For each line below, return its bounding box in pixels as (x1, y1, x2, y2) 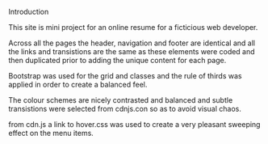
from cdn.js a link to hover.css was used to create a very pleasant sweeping (8, 120, 261, 129)
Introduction (8, 7, 49, 16)
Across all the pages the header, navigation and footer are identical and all (8, 38, 256, 48)
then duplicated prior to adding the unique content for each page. (8, 56, 227, 65)
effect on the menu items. (8, 129, 94, 138)
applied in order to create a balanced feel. (8, 80, 148, 89)
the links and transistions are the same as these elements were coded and (8, 47, 256, 56)
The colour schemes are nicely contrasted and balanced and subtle (8, 95, 233, 104)
